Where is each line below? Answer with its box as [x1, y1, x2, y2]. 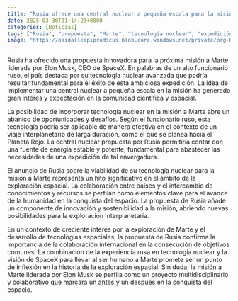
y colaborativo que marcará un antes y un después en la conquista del [7, 278, 212, 287]
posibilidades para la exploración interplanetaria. [7, 212, 150, 220]
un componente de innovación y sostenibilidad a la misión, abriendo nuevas [7, 204, 229, 212]
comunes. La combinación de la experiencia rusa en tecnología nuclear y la [7, 248, 227, 256]
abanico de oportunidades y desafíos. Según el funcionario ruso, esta [7, 115, 211, 124]
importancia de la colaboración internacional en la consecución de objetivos [7, 240, 230, 249]
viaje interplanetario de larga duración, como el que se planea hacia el [7, 130, 212, 139]
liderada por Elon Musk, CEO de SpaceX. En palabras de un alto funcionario [7, 64, 229, 72]
